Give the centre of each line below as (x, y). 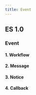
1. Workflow (17, 55)
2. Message (17, 66)
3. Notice (15, 77)
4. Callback (17, 88)
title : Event (18, 9)
